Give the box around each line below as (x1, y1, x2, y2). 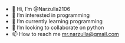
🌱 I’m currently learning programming (11, 18, 103, 24)
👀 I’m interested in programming (11, 12, 90, 19)
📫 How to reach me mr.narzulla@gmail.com (11, 31, 119, 37)
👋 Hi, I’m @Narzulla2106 (11, 6, 71, 12)
